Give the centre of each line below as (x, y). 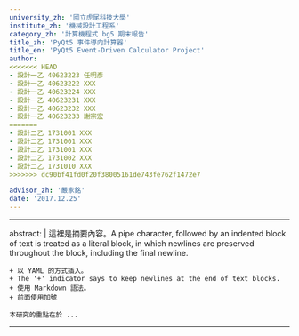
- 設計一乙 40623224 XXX (53, 92)
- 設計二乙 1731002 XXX (50, 158)
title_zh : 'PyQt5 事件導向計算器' (69, 42)
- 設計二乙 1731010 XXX (50, 166)
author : (24, 59)
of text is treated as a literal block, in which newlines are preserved (132, 244)
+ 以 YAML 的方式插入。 (48, 271)
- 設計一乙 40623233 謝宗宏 (57, 116)
